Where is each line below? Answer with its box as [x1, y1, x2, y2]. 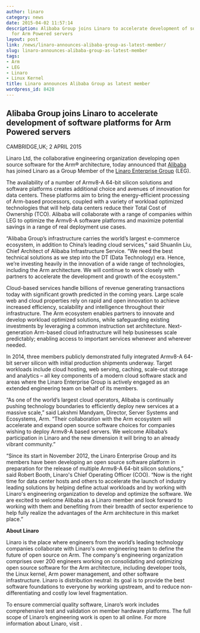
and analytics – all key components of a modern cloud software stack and [6, 372, 187, 379]
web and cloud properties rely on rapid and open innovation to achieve [6, 297, 180, 304]
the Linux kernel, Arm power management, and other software [6, 570, 159, 578]
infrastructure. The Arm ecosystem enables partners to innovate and [6, 310, 174, 317]
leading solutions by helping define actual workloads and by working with [6, 484, 186, 491]
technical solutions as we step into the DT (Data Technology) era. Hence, [6, 254, 186, 261]
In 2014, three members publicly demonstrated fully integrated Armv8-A [6, 353, 183, 360]
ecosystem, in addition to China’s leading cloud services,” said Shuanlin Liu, [6, 241, 192, 248]
